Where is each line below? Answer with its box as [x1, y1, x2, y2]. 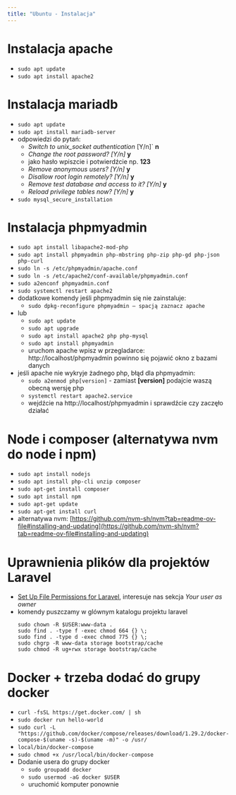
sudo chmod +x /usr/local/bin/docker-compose [17, 751, 154, 759]
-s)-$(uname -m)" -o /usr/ [68, 736, 148, 743]
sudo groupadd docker [27, 767, 92, 774]
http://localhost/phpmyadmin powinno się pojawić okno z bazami [27, 354, 218, 362]
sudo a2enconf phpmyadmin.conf [17, 280, 110, 287]
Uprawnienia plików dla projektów [7, 554, 210, 570]
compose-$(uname [17, 736, 66, 743]
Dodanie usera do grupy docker [17, 758, 111, 766]
